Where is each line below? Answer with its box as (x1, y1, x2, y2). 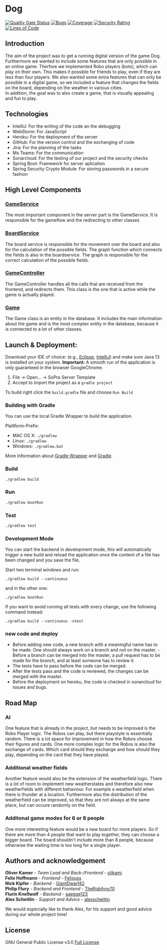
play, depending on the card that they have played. (5, 752, 110, 758)
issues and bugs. (12, 684, 48, 690)
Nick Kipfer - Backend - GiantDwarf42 (5, 880, 85, 886)
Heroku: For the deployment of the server (12, 134, 98, 140)
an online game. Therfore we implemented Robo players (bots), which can (5, 63, 158, 69)
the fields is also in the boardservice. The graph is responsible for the (5, 251, 148, 258)
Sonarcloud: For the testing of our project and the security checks (12, 155, 148, 161)
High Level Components (5, 185, 81, 194)
